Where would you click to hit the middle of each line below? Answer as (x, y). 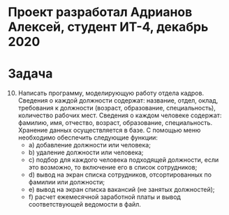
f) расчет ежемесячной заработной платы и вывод (104, 197)
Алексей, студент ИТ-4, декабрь (108, 27)
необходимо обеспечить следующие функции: (88, 138)
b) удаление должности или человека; (86, 153)
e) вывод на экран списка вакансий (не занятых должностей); (121, 190)
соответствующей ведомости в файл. (85, 205)
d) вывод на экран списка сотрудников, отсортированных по (120, 175)
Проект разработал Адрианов (100, 12)
